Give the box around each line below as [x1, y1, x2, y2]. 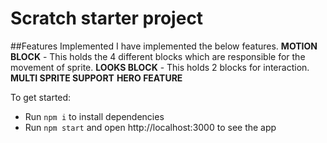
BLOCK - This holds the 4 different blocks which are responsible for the [10, 50, 306, 62]
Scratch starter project [10, 7, 204, 30]
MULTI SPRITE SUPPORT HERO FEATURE [10, 72, 183, 84]
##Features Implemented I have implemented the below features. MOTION [10, 40, 318, 52]
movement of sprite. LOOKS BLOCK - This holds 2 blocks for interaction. [10, 61, 310, 73]
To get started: [10, 91, 72, 103]
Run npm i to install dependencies [24, 110, 165, 122]
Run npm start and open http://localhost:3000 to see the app [24, 121, 277, 133]
